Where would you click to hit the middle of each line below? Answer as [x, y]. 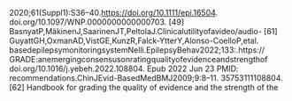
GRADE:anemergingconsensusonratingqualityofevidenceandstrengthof [138, 59]
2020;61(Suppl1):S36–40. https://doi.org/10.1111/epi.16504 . [114, 13]
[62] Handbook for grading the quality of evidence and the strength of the [144, 87]
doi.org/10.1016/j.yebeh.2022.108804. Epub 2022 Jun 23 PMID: [124, 69]
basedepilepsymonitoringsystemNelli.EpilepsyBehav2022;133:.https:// [137, 50]
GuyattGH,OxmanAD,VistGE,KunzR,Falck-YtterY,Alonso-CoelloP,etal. [134, 40]
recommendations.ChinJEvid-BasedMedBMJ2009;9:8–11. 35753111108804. [146, 78]
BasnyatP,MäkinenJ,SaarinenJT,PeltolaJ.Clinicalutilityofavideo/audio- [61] [143, 31]
